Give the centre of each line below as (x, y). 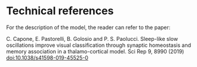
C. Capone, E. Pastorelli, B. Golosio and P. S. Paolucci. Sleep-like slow (92, 39)
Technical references (60, 11)
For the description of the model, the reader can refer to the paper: (88, 27)
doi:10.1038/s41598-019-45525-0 (47, 58)
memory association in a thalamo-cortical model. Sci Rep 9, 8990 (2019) (95, 51)
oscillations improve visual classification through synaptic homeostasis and (98, 45)
